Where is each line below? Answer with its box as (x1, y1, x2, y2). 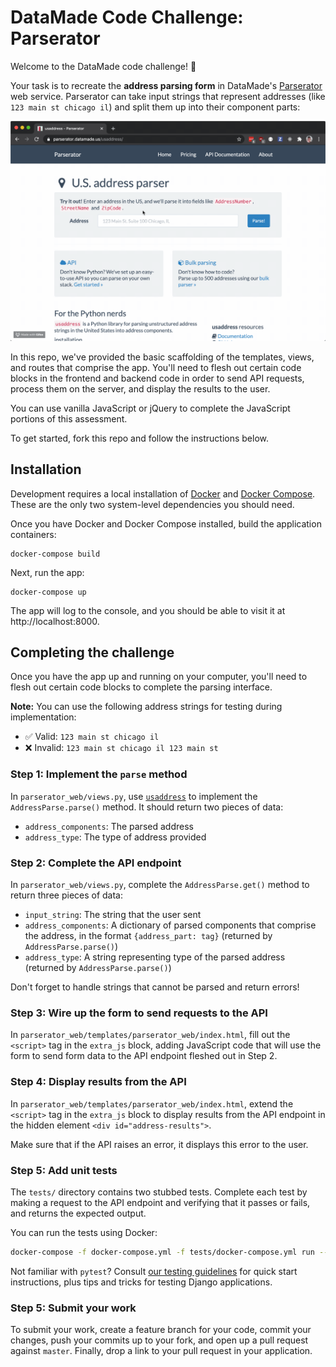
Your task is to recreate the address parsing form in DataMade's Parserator (10, 79, 323, 91)
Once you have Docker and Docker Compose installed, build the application (10, 517, 322, 530)
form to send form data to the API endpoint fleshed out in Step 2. (10, 1050, 278, 1062)
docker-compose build (10, 549, 101, 559)
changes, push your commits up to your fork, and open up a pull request (10, 1334, 309, 1346)
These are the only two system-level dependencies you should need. (10, 498, 295, 510)
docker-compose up (10, 587, 87, 597)
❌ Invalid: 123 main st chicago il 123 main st (24, 742, 219, 754)
